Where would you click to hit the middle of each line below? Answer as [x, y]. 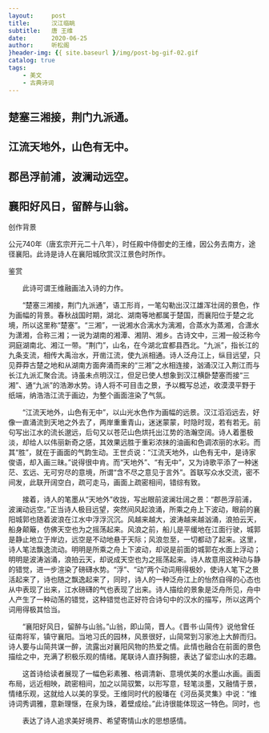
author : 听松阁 [39, 46]
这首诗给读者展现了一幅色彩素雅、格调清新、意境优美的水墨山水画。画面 [141, 674]
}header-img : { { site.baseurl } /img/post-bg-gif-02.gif [103, 53]
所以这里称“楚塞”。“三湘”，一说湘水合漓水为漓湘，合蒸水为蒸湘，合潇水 [141, 325]
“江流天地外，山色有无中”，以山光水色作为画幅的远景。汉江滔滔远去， [138, 413]
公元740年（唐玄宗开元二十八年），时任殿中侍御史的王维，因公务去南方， [128, 244]
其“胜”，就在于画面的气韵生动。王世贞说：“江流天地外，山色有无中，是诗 [129, 453]
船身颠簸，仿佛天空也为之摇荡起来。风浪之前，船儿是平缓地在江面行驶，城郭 [134, 530]
